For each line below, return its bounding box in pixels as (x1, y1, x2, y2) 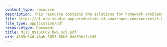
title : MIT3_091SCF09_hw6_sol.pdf (5, 30, 77, 35)
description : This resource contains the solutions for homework (5, 12, 143, 17)
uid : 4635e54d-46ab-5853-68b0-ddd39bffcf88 (5, 35, 97, 40)
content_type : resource (5, 7, 55, 12)
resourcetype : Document (5, 25, 55, 30)
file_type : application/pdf (5, 21, 64, 26)
